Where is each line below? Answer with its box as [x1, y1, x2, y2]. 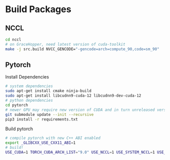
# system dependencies [5, 84, 53, 89]
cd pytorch [5, 102, 28, 107]
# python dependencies [5, 98, 53, 103]
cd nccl [5, 37, 22, 42]
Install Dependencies [5, 74, 49, 80]
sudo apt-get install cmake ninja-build [5, 89, 92, 94]
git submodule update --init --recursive [5, 112, 94, 117]
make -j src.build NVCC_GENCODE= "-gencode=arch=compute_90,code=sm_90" [5, 47, 159, 52]
